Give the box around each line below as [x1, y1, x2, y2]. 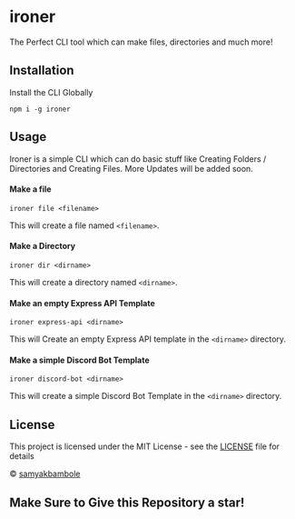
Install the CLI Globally [9, 86, 93, 97]
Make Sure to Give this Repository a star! [9, 494, 245, 510]
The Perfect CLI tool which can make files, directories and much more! [9, 36, 273, 47]
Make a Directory [9, 241, 75, 252]
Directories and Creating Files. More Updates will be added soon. [9, 163, 254, 174]
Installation [9, 63, 74, 78]
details [9, 451, 34, 462]
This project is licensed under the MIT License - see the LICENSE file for [9, 441, 280, 452]
